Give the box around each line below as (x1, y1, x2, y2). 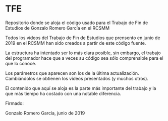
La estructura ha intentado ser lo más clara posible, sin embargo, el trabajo (5, 50, 161, 56)
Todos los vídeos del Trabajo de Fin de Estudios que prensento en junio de (5, 35, 160, 41)
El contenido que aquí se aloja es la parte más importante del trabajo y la (5, 85, 156, 91)
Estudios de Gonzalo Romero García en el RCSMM (5, 25, 110, 31)
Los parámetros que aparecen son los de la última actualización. (5, 70, 139, 76)
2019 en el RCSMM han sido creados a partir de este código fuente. (5, 40, 146, 46)
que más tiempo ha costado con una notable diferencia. (5, 90, 121, 96)
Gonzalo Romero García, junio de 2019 (5, 110, 85, 116)
